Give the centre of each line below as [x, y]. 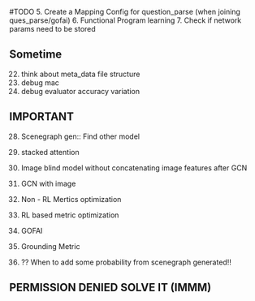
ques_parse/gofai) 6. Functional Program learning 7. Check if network [125, 20]
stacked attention [50, 152]
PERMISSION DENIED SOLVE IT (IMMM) [110, 288]
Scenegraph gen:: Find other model [80, 136]
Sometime [36, 55]
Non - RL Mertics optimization [71, 199]
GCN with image [48, 183]
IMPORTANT [41, 117]
